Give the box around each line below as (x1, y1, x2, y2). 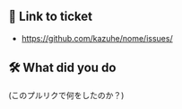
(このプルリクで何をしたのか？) (8, 89, 125, 100)
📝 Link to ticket (8, 9, 93, 24)
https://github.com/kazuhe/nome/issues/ (21, 32, 173, 43)
